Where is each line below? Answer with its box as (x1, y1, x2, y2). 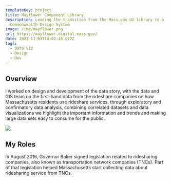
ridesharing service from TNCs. (5, 170, 72, 176)
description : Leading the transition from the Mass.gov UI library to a (5, 17, 164, 22)
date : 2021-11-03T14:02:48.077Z (5, 37, 74, 42)
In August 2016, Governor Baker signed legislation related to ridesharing (5, 154, 158, 159)
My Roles (5, 140, 36, 149)
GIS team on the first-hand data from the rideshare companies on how (5, 94, 154, 100)
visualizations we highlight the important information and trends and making (5, 110, 166, 116)
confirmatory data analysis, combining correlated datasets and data (5, 104, 149, 111)
